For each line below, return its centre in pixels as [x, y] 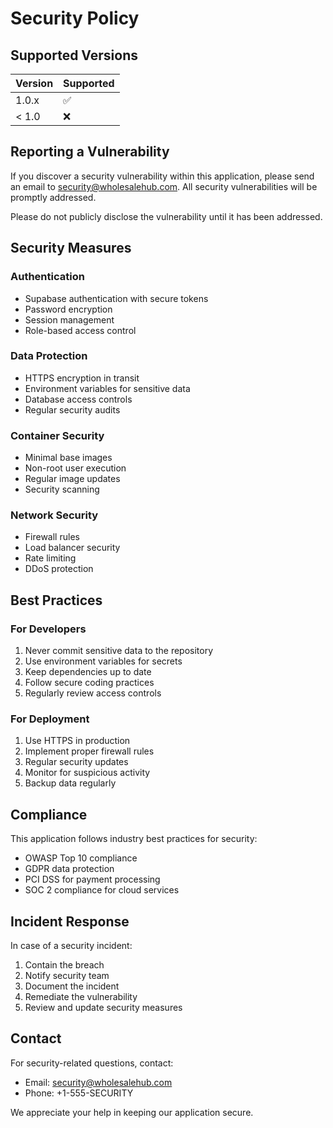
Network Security [54, 515]
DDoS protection [59, 569]
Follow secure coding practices [89, 683]
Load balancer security [72, 548]
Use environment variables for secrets [103, 661]
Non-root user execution [75, 468]
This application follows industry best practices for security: [134, 839]
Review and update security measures [103, 1007]
